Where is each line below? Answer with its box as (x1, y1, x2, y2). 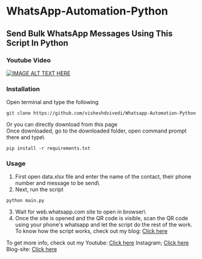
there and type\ (6, 134, 45, 141)
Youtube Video (6, 56, 51, 64)
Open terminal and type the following (6, 99, 99, 106)
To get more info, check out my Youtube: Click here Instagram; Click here (6, 239, 189, 246)
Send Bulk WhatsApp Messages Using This (6, 28, 173, 39)
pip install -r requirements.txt (6, 145, 91, 152)
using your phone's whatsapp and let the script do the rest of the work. (15, 221, 192, 228)
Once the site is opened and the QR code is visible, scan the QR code (15, 215, 189, 222)
